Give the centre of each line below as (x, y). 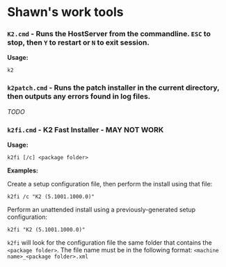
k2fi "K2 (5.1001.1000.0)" (46, 230)
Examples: (23, 170)
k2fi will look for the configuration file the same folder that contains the (110, 243)
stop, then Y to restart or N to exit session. (78, 42)
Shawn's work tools (65, 12)
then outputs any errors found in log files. (79, 97)
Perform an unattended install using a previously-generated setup (102, 210)
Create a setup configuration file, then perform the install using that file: (110, 184)
